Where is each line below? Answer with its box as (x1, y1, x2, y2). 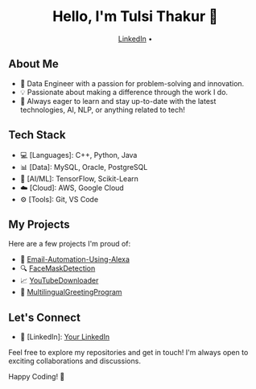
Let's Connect (8, 310, 81, 325)
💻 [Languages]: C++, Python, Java (19, 150, 138, 159)
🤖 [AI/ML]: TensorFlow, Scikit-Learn (19, 173, 139, 184)
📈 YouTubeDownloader (19, 275, 99, 285)
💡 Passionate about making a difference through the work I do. (19, 87, 228, 97)
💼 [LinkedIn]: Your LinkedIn (19, 332, 110, 341)
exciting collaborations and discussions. (8, 356, 141, 366)
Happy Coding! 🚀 (8, 372, 65, 382)
